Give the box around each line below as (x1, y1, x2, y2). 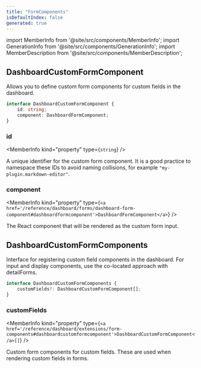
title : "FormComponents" (6, 8, 69, 15)
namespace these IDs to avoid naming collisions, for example (6, 163, 158, 171)
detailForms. (6, 269, 37, 276)
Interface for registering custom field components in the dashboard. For (6, 256, 185, 263)
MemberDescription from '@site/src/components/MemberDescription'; (6, 49, 182, 57)
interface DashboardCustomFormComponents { (6, 281, 117, 287)
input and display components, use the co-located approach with (6, 262, 169, 270)
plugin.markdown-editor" (6, 171, 69, 177)
